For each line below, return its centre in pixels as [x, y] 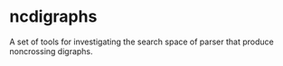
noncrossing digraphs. [51, 51]
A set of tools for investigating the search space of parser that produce [141, 42]
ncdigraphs [53, 17]
